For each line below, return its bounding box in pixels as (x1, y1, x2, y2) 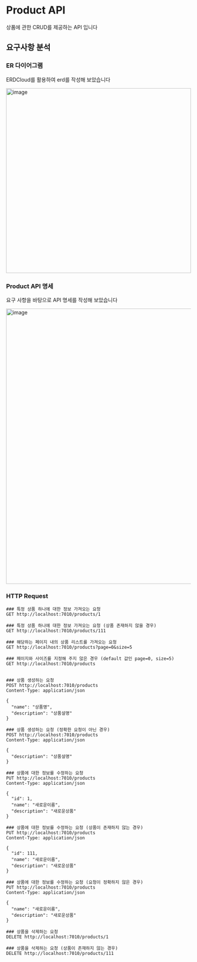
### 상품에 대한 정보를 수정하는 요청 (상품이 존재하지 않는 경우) (6, 825, 144, 831)
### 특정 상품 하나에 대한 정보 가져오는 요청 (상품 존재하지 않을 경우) (6, 623, 157, 629)
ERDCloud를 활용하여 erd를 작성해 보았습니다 (6, 76, 111, 83)
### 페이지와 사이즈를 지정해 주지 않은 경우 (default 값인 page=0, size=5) (6, 656, 175, 662)
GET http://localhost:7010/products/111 (6, 628, 107, 634)
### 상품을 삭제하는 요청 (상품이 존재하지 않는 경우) (6, 946, 118, 951)
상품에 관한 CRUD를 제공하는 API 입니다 (6, 23, 98, 31)
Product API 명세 (6, 282, 54, 290)
